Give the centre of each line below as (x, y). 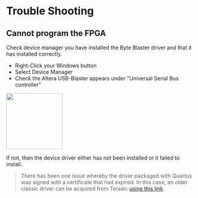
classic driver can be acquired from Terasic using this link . (93, 188)
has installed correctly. (34, 54)
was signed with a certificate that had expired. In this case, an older (104, 182)
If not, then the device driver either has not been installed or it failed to (93, 158)
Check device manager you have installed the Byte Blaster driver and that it (99, 47)
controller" (28, 85)
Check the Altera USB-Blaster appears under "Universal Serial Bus (97, 78)
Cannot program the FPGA (56, 33)
